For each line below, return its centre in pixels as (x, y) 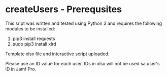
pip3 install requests (34, 39)
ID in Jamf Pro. (21, 69)
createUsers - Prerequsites (63, 9)
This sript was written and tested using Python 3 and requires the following (84, 23)
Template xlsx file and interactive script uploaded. (57, 54)
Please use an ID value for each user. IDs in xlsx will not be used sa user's (82, 63)
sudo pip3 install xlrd (35, 44)
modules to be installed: (30, 28)
